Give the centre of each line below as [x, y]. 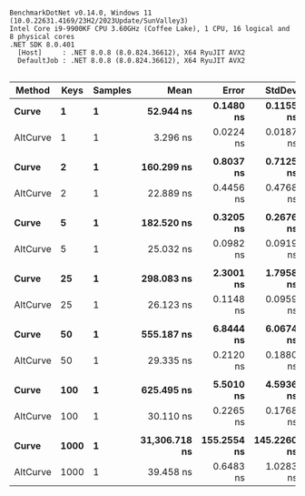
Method [32, 90]
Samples [112, 90]
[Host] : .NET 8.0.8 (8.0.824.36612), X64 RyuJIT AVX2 [132, 53]
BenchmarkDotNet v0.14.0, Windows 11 [81, 13]
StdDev [281, 90]
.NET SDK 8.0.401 [42, 45]
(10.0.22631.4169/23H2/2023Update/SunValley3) [99, 21]
